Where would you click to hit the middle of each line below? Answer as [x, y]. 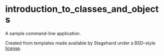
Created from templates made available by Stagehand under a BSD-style [80, 43]
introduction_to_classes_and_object [82, 9]
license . [13, 48]
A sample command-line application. [43, 33]
